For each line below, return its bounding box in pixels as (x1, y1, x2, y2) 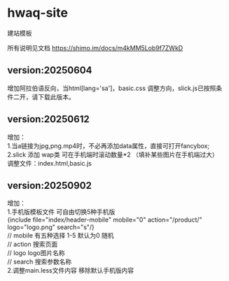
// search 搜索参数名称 (7, 257, 72, 266)
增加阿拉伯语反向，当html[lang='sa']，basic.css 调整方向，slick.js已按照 (7, 84, 216, 92)
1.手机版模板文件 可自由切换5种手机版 (7, 208, 116, 216)
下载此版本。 (37, 92, 75, 101)
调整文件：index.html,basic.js (7, 159, 92, 167)
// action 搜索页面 (7, 240, 58, 249)
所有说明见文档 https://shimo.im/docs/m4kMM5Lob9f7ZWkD (7, 43, 183, 52)
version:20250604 (7, 64, 92, 76)
